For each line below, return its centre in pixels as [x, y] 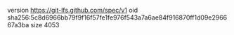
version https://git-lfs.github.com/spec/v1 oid [73, 10]
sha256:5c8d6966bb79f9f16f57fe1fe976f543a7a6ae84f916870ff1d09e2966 [117, 17]
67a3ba [18, 25]
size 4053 [45, 25]
